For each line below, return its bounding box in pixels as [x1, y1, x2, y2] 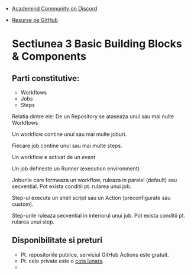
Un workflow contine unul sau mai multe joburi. [11, 131, 127, 138]
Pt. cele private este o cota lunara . [20, 257, 105, 264]
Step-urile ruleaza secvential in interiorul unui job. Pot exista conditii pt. [11, 212, 186, 219]
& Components [11, 50, 87, 63]
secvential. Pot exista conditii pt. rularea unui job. [11, 183, 132, 190]
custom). [11, 200, 34, 208]
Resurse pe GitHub [11, 17, 58, 23]
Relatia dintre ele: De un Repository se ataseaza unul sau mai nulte [11, 113, 174, 120]
